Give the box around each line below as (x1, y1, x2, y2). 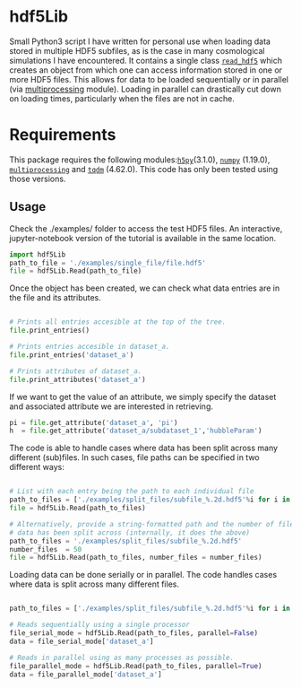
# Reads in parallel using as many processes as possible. (9, 653, 235, 662)
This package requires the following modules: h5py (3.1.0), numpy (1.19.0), (9, 154, 271, 165)
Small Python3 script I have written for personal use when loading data (9, 36, 271, 47)
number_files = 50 (9, 544, 82, 553)
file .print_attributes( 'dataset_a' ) (9, 375, 146, 384)
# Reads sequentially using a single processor (9, 621, 191, 630)
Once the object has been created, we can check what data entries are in (9, 283, 280, 293)
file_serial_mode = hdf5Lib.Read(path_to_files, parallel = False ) (9, 629, 258, 638)
